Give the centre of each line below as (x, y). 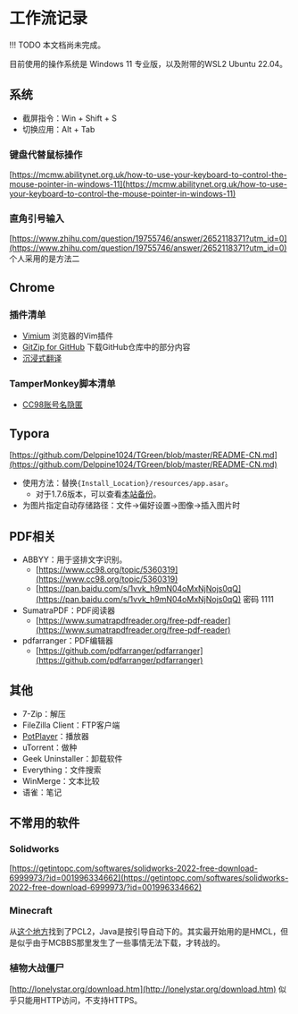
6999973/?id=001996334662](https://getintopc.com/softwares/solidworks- (149, 878)
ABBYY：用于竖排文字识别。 (74, 559)
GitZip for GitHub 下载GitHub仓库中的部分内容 (106, 347)
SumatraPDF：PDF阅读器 (69, 610)
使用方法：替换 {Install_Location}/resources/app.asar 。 (128, 483)
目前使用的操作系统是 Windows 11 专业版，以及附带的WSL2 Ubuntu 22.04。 (149, 64)
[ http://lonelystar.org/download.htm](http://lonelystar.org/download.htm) (143, 989)
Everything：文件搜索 (62, 770)
